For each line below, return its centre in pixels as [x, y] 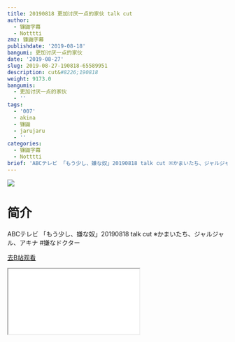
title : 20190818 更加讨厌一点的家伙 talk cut [70, 14]
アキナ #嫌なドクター [50, 243]
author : [19, 20]
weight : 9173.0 [29, 79]
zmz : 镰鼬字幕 [26, 40]
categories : [24, 144]
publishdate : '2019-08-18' [47, 46]
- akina [25, 117]
